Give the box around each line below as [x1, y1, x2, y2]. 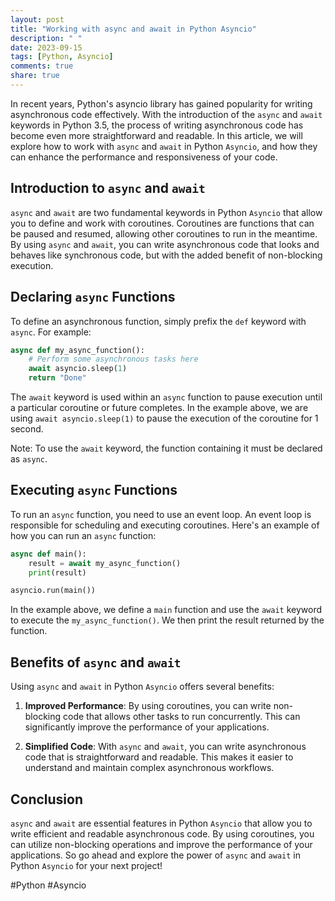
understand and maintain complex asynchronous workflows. [24, 762, 275, 774]
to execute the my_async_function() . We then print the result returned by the [10, 614, 325, 626]
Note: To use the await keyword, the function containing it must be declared [10, 442, 323, 454]
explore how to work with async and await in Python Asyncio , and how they [10, 140, 318, 152]
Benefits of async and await [10, 654, 182, 671]
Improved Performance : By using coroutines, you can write [24, 700, 272, 712]
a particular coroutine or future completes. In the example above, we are [10, 402, 309, 413]
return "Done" [28, 373, 87, 383]
